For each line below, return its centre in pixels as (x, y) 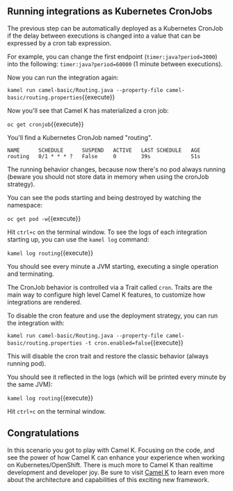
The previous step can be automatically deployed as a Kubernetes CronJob (115, 28)
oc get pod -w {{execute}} (44, 218)
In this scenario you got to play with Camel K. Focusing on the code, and (111, 450)
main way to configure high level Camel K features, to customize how (106, 295)
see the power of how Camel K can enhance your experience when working (116, 457)
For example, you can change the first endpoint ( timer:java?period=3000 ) (112, 56)
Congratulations (43, 434)
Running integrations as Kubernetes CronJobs (110, 11)
